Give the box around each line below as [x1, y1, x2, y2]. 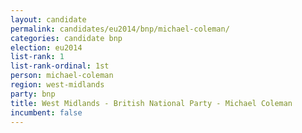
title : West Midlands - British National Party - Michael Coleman [10, 98, 293, 108]
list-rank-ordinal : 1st [10, 61, 110, 71]
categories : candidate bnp [10, 33, 123, 43]
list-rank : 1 [10, 52, 65, 62]
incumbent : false [10, 107, 83, 118]
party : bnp [10, 89, 56, 99]
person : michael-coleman [10, 71, 114, 81]
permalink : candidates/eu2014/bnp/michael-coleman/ [10, 24, 230, 34]
